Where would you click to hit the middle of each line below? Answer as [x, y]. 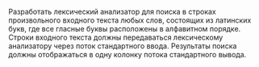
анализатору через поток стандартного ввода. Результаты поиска [123, 46]
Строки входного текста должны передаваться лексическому [116, 37]
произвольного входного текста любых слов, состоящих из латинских [130, 20]
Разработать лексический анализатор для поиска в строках [112, 12]
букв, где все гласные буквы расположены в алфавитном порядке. [125, 29]
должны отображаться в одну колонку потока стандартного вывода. [127, 54]
